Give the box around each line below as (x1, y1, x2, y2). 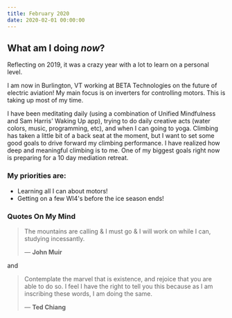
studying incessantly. (24, 234, 85, 242)
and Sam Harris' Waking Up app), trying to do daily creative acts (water (7, 117, 211, 125)
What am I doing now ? (7, 42, 105, 54)
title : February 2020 (7, 10, 70, 17)
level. (7, 68, 23, 76)
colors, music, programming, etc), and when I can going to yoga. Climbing (7, 124, 219, 132)
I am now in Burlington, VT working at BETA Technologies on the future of (7, 81, 217, 90)
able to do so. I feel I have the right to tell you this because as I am (24, 282, 213, 290)
